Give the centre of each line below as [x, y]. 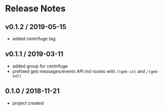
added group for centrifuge [40, 66]
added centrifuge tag [34, 38]
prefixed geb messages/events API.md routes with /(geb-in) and [79, 71]
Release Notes [35, 9]
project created [28, 103]
